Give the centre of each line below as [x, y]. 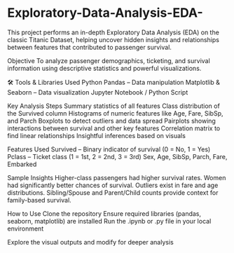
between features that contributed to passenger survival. [89, 47]
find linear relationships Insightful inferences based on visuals [96, 135]
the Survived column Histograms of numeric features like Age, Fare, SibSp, [115, 113]
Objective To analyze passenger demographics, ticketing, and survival [109, 60]
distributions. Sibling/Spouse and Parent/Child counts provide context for [113, 192]
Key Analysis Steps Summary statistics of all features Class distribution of [114, 106]
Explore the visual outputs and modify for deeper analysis [90, 242]
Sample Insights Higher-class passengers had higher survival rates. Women [117, 177]
